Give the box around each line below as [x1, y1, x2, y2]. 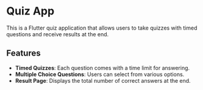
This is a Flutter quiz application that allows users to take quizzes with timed [6, 24, 198, 31]
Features [6, 48, 41, 59]
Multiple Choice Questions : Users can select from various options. [15, 71, 185, 78]
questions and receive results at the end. [6, 30, 109, 37]
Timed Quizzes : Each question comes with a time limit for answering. [15, 64, 190, 71]
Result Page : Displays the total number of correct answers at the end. [15, 77, 191, 84]
